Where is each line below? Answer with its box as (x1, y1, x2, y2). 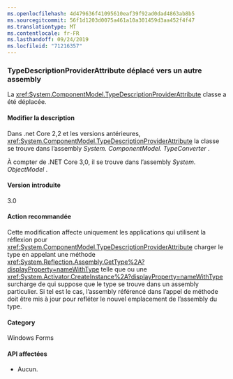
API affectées (7, 350, 47, 358)
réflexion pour (7, 235, 47, 244)
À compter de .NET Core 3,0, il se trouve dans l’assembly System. (7, 158, 196, 166)
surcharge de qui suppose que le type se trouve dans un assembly (7, 280, 199, 288)
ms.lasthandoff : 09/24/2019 (7, 36, 89, 43)
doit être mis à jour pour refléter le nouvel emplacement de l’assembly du (7, 295, 218, 303)
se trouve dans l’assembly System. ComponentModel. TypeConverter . (7, 144, 211, 152)
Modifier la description (7, 113, 75, 122)
